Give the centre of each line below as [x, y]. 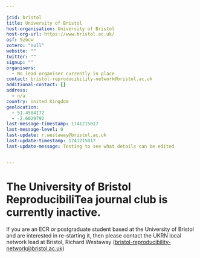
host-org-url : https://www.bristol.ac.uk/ [60, 34]
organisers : [21, 68]
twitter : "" [21, 57]
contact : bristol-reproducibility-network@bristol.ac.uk [79, 79]
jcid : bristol [24, 17]
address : [17, 90]
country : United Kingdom [37, 101]
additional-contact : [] [36, 85]
